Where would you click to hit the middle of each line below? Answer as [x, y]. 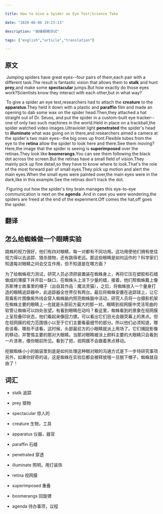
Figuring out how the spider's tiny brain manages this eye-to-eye [71, 189]
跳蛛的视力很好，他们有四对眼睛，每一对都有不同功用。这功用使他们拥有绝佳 [81, 252]
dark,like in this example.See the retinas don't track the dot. [65, 180]
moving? [146, 143]
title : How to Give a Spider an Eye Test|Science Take [62, 14]
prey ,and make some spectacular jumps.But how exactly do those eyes [77, 87]
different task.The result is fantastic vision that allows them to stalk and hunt [81, 83]
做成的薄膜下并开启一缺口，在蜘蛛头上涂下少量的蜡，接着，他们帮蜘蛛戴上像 [81, 280]
